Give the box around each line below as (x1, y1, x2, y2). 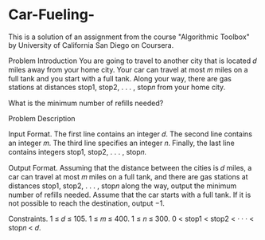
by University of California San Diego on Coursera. (8, 40, 174, 49)
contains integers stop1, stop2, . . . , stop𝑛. (8, 147, 147, 156)
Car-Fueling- (8, 6, 95, 24)
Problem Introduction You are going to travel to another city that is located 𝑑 (8, 56, 257, 65)
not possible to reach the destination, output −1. (8, 198, 165, 208)
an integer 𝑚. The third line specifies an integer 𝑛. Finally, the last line (8, 138, 235, 148)
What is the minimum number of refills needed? (8, 98, 164, 108)
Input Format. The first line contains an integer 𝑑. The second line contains (8, 129, 253, 139)
